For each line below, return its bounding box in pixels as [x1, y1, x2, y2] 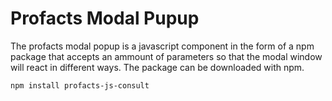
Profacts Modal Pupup [10, 7, 200, 30]
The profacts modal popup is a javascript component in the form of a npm [10, 40, 315, 52]
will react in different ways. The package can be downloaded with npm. [10, 61, 305, 73]
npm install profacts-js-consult [10, 80, 150, 91]
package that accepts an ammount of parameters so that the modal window [10, 50, 323, 62]
